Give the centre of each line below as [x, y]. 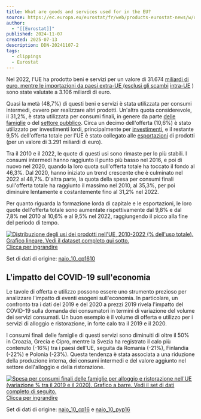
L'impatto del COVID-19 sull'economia [78, 277]
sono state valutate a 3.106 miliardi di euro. [59, 92]
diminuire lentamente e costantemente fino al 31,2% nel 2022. [83, 191]
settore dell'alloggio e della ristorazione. [56, 367]
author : [16, 23]
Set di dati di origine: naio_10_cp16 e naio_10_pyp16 [68, 409]
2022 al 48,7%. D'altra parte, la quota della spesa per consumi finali [90, 179]
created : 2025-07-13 [32, 40]
